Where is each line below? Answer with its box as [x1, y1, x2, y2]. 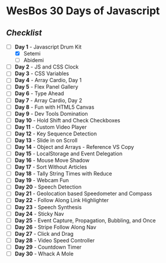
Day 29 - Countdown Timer [14, 243, 82, 251]
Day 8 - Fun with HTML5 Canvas [14, 103, 95, 111]
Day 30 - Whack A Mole [14, 250, 74, 257]
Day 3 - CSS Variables [14, 70, 69, 77]
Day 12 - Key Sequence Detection [14, 130, 97, 137]
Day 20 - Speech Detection [14, 183, 82, 190]
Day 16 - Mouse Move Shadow [14, 157, 90, 164]
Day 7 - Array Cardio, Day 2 [14, 96, 83, 104]
